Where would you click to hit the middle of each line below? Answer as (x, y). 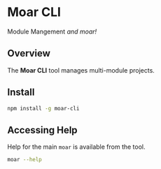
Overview (29, 53)
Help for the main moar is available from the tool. (76, 147)
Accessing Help (43, 130)
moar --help (24, 160)
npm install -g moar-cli (43, 108)
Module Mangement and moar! (52, 31)
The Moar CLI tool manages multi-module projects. (81, 70)
